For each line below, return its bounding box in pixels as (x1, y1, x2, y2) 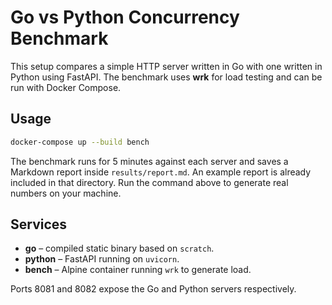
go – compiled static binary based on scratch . (24, 242, 215, 255)
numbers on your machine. (10, 187, 122, 199)
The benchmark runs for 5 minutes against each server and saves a (10, 155, 289, 167)
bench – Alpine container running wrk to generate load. (24, 264, 252, 276)
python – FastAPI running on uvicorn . (24, 253, 180, 265)
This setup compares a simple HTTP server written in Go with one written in (10, 60, 323, 72)
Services (10, 216, 68, 233)
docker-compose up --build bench (10, 137, 150, 147)
